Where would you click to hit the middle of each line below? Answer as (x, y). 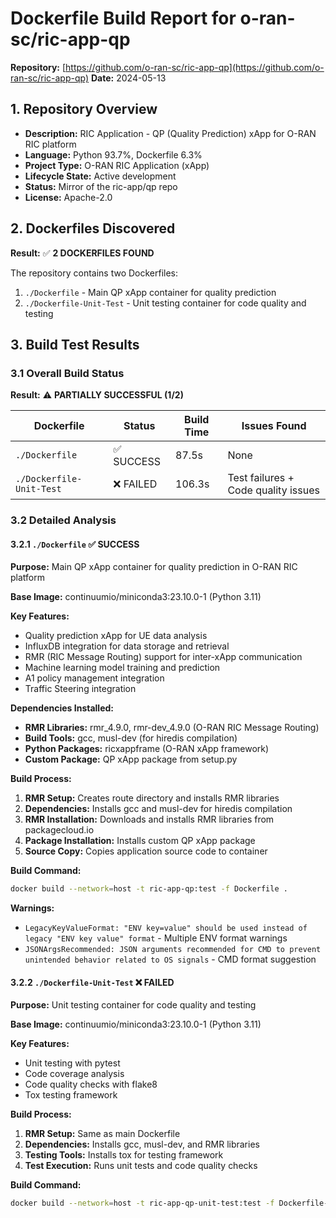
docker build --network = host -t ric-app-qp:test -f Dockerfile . (149, 889)
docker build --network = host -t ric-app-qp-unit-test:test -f (142, 1203)
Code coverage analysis (74, 1074)
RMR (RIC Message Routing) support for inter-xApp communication (163, 657)
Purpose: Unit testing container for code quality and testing (133, 1005)
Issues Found (274, 426)
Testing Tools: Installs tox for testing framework (124, 1155)
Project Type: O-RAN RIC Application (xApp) (117, 165)
